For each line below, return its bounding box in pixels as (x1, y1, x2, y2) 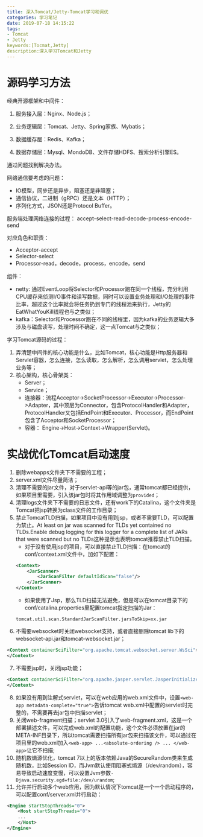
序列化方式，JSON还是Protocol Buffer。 (15, 202, 116, 209)
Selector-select (15, 252, 54, 259)
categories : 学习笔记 (7, 14, 58, 21)
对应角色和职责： (7, 234, 49, 241)
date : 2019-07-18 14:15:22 (7, 20, 75, 26)
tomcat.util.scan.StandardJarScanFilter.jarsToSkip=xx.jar (15, 616, 167, 622)
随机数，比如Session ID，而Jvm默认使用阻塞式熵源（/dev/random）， (15, 762, 187, 769)
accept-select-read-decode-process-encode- (77, 215, 192, 222)
